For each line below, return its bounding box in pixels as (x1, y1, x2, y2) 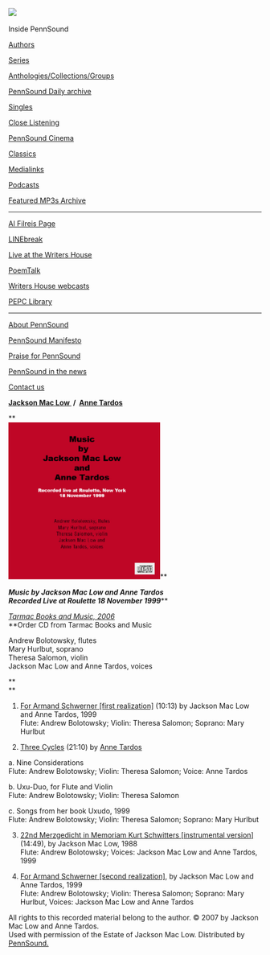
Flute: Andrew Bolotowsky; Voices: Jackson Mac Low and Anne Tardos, (19, 847, 258, 857)
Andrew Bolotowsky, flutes (8, 636, 97, 645)
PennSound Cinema (8, 134, 75, 142)
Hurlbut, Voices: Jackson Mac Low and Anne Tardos (19, 897, 194, 907)
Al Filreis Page (8, 219, 56, 228)
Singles (8, 102, 34, 112)
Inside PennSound (8, 24, 69, 34)
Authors (8, 40, 35, 49)
